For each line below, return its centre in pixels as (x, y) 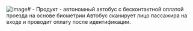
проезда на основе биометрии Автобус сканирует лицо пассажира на (97, 15)
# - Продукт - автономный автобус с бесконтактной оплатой (106, 9)
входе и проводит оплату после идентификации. (69, 22)
